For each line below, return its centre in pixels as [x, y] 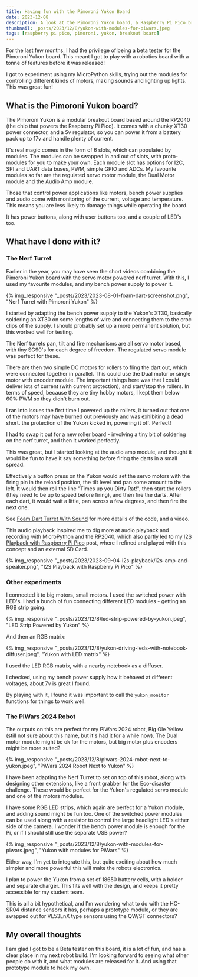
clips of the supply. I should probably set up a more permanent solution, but [98, 325]
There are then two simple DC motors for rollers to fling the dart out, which [97, 367]
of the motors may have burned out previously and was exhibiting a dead [95, 416]
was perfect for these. [33, 356]
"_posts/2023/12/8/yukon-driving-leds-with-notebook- [121, 648]
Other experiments [34, 582]
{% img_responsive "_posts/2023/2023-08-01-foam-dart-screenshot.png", [98, 295]
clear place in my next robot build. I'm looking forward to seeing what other [97, 955]
